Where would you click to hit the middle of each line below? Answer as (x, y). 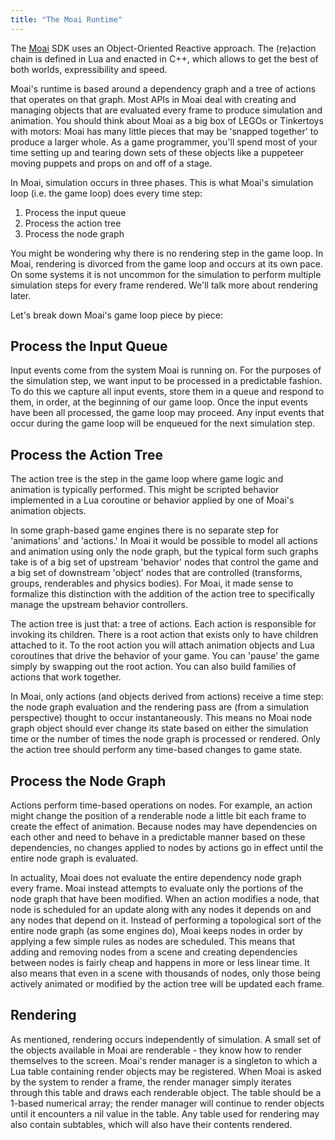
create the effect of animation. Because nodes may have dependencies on (164, 827)
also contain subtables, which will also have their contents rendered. (151, 1124)
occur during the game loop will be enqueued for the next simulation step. (163, 423)
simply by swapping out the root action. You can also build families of (153, 667)
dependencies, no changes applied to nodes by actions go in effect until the (167, 848)
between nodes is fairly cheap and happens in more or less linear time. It (160, 963)
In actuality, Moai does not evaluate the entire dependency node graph (156, 878)
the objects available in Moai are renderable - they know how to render (156, 1050)
